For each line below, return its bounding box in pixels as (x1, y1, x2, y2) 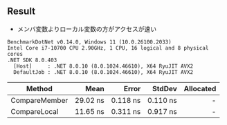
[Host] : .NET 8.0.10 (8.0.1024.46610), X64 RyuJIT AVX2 (13, 62, 194, 70)
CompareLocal (10, 106, 59, 116)
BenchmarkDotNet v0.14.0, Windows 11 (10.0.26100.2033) (7, 38, 172, 46)
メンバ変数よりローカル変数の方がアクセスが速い (17, 24, 157, 33)
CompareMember (10, 95, 69, 105)
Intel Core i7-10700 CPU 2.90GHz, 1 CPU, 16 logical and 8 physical (7, 44, 209, 51)
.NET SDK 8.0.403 (7, 57, 57, 64)
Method (26, 84, 53, 93)
